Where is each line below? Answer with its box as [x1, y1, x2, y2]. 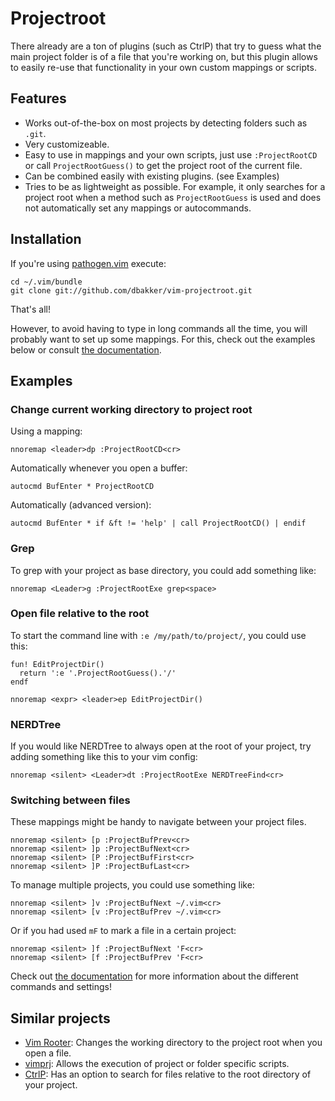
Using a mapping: [10, 425, 83, 437]
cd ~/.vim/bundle [10, 277, 83, 287]
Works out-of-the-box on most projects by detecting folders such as [24, 117, 308, 129]
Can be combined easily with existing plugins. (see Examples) [24, 170, 280, 182]
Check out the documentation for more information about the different [10, 970, 299, 982]
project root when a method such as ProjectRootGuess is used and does [24, 191, 322, 203]
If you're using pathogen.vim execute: [10, 257, 167, 269]
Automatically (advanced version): [10, 499, 152, 511]
